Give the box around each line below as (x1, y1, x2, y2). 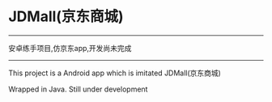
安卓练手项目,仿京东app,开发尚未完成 (8, 43, 132, 53)
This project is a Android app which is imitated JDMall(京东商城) (8, 68, 221, 78)
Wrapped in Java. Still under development (8, 84, 148, 94)
